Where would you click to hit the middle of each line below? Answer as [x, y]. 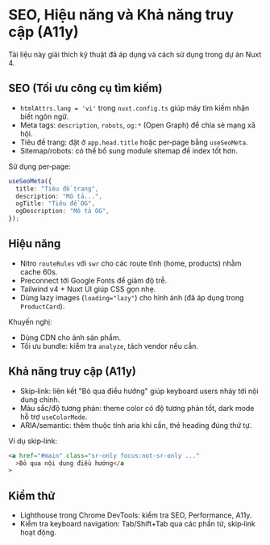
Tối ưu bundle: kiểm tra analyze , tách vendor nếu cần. [109, 346]
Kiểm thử [32, 495]
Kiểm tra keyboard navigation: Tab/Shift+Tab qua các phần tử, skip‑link [138, 524]
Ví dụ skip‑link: [33, 441]
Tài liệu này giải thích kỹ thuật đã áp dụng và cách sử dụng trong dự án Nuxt [135, 54]
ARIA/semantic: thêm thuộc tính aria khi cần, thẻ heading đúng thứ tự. [136, 425]
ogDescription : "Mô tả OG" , [63, 212]
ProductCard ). [42, 306]
